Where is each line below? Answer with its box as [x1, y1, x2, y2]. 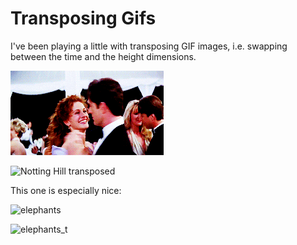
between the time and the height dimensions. [10, 50, 197, 62]
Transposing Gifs [10, 7, 157, 30]
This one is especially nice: [10, 184, 122, 196]
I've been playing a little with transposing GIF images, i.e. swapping [10, 40, 288, 52]
